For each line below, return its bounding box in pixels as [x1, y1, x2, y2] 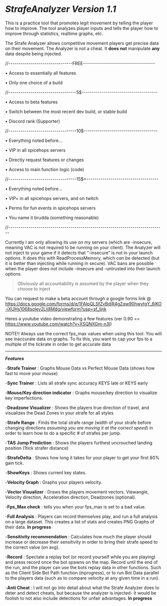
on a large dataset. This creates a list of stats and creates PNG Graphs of [5, 518, 155, 524]
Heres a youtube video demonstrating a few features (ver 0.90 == [5, 315, 140, 321]
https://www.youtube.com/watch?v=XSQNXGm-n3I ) [5, 321, 112, 327]
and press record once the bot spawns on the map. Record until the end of [5, 559, 158, 565]
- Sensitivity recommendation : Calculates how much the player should [5, 533, 152, 539]
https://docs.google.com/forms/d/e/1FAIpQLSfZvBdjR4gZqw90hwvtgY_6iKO [5, 301, 162, 306]
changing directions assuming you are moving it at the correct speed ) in [5, 424, 153, 431]
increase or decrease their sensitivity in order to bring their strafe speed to [5, 539, 158, 545]
